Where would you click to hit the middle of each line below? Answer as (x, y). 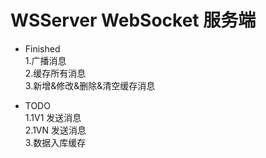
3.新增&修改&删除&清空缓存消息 (90, 85)
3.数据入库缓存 (55, 142)
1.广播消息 (45, 60)
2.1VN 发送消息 (55, 130)
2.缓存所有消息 (55, 73)
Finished (42, 48)
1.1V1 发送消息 (53, 117)
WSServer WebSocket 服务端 (133, 20)
